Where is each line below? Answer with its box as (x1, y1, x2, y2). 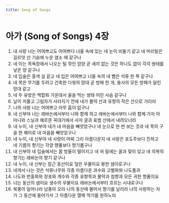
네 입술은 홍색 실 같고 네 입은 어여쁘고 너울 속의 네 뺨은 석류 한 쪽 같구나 (13, 73, 153, 79)
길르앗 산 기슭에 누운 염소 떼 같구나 (13, 54, 82, 60)
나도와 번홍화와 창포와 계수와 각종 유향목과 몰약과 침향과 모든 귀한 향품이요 (13, 173, 159, 179)
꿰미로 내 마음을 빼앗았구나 (24, 129, 76, 135)
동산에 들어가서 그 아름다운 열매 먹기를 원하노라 (24, 192, 116, 198)
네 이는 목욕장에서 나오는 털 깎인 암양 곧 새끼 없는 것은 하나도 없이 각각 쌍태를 (13, 61, 164, 67)
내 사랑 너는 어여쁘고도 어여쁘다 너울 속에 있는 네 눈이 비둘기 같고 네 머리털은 (13, 48, 163, 54)
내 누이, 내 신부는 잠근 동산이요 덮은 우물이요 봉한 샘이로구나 (13, 161, 131, 167)
